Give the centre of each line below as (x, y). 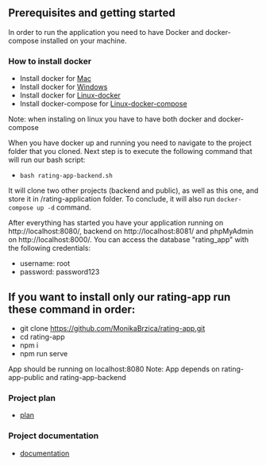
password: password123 (60, 272)
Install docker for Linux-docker (70, 95)
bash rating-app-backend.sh (66, 176)
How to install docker (50, 61)
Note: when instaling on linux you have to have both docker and (112, 119)
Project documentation (54, 436)
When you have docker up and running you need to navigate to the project (130, 143)
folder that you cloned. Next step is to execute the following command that (130, 152)
